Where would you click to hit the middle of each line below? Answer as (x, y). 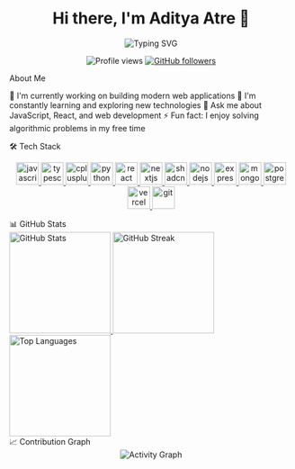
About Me (28, 78)
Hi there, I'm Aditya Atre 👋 (151, 18)
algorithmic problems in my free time (77, 128)
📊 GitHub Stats (38, 223)
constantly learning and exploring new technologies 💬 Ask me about (136, 105)
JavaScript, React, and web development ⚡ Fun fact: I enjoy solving (134, 115)
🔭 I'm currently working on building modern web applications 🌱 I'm (133, 95)
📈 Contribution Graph (50, 441)
